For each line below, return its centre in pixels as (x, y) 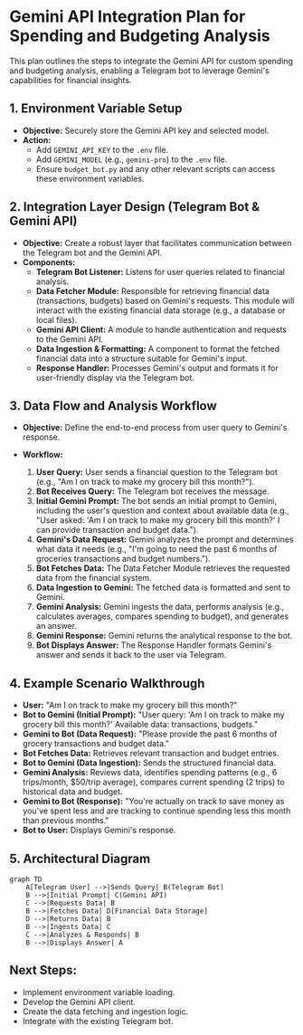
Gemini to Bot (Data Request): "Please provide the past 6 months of (150, 734)
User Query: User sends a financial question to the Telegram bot (157, 472)
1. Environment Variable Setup (96, 109)
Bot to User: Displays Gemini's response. (99, 831)
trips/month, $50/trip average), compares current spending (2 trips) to (153, 782)
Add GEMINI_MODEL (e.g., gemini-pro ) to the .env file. (132, 159)
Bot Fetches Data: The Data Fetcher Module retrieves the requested (163, 568)
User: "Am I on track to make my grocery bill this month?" (130, 705)
